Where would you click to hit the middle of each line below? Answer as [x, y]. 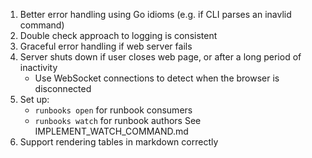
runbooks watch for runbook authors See [118, 120]
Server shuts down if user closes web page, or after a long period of [160, 57]
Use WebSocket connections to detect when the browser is [157, 78]
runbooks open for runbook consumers [113, 110]
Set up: [34, 99]
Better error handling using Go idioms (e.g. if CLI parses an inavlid [155, 14]
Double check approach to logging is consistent [118, 35]
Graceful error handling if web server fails [106, 46]
